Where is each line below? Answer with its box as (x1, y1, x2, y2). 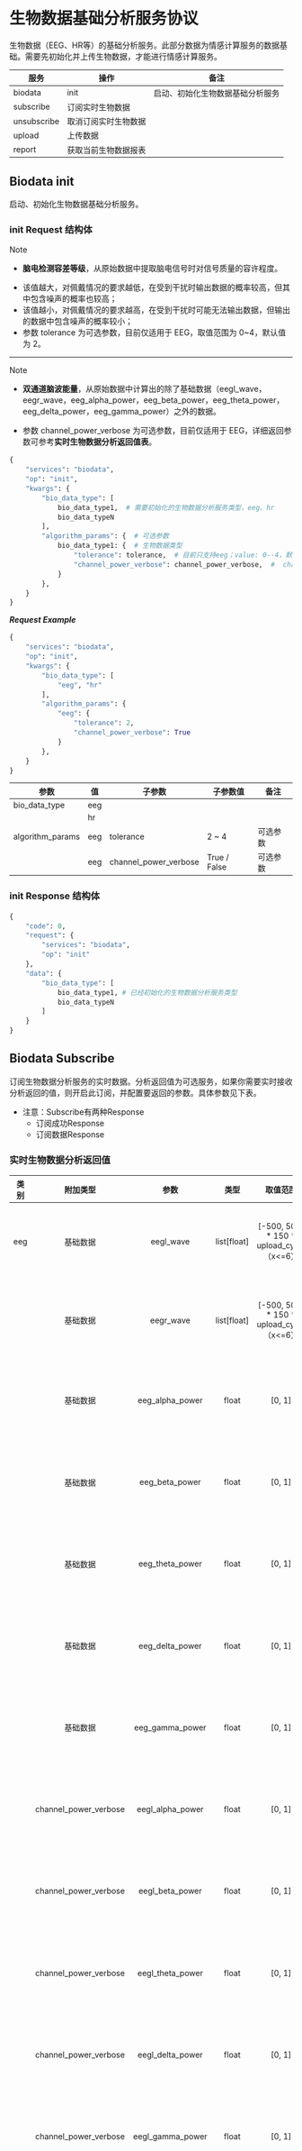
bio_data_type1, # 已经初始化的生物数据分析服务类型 (57, 988, 238, 997)
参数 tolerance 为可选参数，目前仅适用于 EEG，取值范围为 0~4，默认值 (22, 327, 286, 338)
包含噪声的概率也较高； (30, 294, 118, 305)
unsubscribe (13, 115, 60, 126)
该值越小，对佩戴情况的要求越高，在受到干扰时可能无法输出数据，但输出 (22, 305, 290, 315)
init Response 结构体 (9, 889, 101, 902)
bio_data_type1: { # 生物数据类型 (57, 542, 182, 551)
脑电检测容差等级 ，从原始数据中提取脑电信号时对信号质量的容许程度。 (22, 263, 283, 274)
